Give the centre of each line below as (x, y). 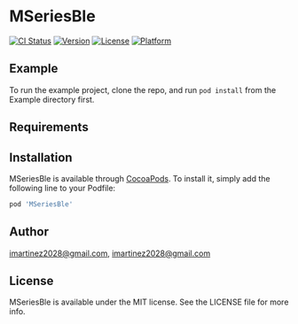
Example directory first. (52, 99)
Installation (41, 157)
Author (29, 232)
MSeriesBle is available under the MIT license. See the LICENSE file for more (149, 302)
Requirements (49, 127)
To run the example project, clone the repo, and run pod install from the (143, 89)
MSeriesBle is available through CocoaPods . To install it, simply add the (140, 178)
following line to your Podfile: (63, 188)
